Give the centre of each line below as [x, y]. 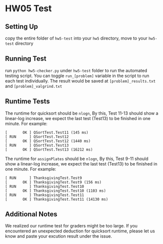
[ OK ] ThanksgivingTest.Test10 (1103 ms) [56, 191]
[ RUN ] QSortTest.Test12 [37, 137]
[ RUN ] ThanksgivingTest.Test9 [44, 178]
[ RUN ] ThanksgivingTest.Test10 [45, 186]
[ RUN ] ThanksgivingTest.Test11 [45, 195]
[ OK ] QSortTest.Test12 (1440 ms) [48, 141]
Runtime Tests [27, 101]
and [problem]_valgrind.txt [34, 86]
